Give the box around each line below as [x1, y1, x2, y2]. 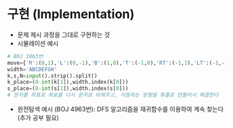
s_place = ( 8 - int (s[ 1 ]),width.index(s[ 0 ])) [7, 85, 129, 92]
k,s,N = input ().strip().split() [7, 72, 98, 80]
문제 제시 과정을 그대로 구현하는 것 [17, 30, 110, 39]
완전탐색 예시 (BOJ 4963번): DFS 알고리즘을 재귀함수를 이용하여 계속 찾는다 [17, 105, 224, 113]
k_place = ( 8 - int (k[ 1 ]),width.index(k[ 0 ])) [7, 79, 129, 86]
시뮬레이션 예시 [17, 39, 59, 47]
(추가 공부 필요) [17, 113, 60, 122]
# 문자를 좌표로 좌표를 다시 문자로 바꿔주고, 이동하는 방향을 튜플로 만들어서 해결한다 [7, 91, 218, 99]
